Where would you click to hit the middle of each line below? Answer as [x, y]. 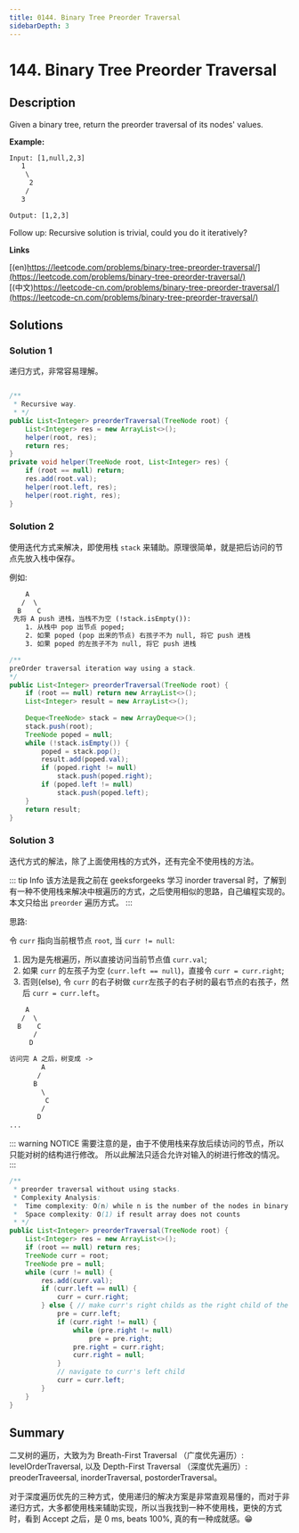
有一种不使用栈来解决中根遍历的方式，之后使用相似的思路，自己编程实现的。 [149, 891]
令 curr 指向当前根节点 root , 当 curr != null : [92, 940]
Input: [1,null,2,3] [48, 158]
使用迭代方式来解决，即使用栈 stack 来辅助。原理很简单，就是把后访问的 [142, 547]
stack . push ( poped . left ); [103, 792]
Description [42, 103]
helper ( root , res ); [61, 437]
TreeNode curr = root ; [67, 1255]
